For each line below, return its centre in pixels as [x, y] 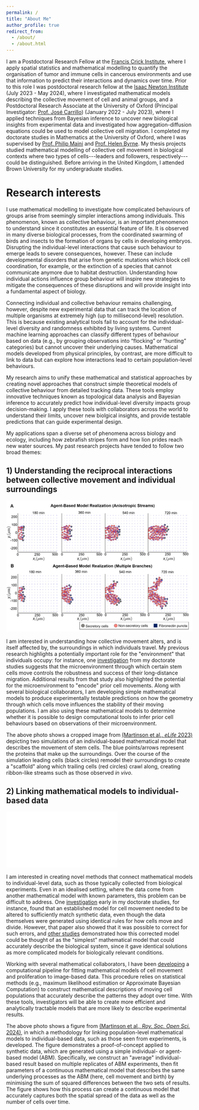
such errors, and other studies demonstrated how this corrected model [93, 934]
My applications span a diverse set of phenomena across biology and [91, 433]
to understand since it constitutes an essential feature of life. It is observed [97, 228]
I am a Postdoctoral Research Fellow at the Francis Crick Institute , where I [96, 62]
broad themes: [24, 452]
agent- [174, 1051]
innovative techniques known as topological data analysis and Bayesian [93, 396]
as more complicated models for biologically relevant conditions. [85, 953]
